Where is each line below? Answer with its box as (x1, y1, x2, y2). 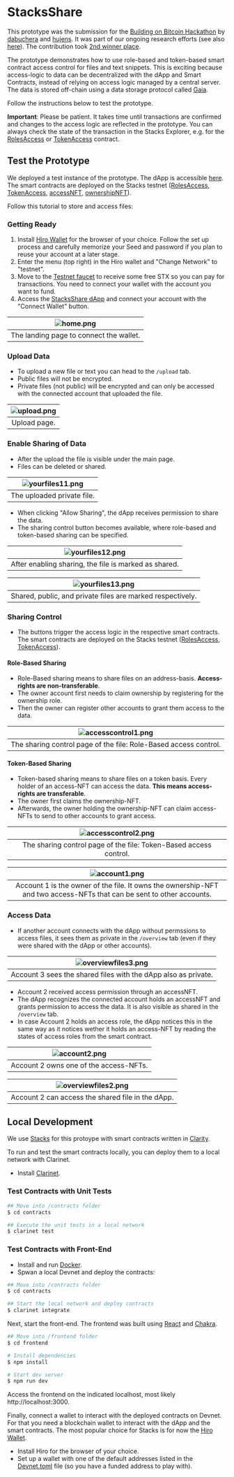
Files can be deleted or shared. (17, 462, 107, 470)
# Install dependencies (7, 1352, 77, 1359)
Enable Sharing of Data (7, 439, 87, 449)
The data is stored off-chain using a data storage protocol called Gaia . (7, 85, 209, 94)
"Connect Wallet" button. (17, 302, 89, 311)
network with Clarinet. (7, 1156, 71, 1164)
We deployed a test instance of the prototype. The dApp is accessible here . (7, 173, 224, 182)
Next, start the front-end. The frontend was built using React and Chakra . (7, 1320, 218, 1328)
